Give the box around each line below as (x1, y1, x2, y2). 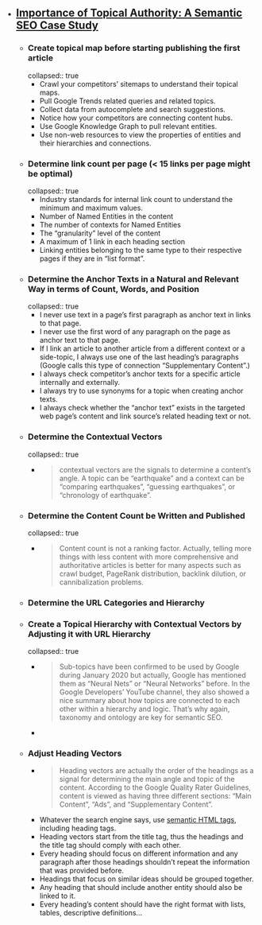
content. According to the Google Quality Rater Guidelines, (59, 783, 252, 792)
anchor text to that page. (39, 336, 121, 345)
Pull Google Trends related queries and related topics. (39, 95, 216, 106)
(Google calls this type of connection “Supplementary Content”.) (39, 361, 250, 371)
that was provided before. (39, 866, 125, 876)
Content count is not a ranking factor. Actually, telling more (59, 543, 252, 553)
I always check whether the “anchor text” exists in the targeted (39, 403, 245, 413)
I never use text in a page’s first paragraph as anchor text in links (39, 310, 252, 320)
